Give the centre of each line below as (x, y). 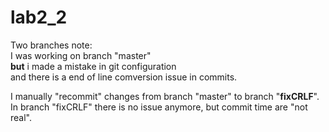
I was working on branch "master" (81, 55)
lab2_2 (39, 17)
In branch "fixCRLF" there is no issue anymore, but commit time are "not (159, 107)
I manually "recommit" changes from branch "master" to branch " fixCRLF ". (165, 96)
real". (21, 117)
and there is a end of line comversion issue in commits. (124, 77)
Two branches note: (51, 45)
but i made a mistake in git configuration (93, 66)
